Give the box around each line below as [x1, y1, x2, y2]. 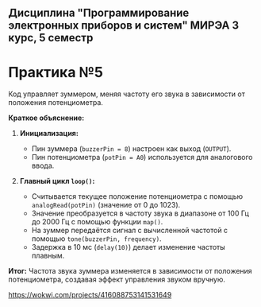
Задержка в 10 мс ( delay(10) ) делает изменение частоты [31, 243, 226, 252]
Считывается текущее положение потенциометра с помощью [31, 192, 244, 201]
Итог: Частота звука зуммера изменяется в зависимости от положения [8, 266, 252, 276]
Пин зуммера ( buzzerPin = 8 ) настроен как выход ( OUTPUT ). [31, 144, 232, 153]
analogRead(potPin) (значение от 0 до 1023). [31, 200, 181, 210]
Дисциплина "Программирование [8, 6, 190, 20]
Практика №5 [8, 63, 103, 81]
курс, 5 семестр [8, 31, 94, 45]
